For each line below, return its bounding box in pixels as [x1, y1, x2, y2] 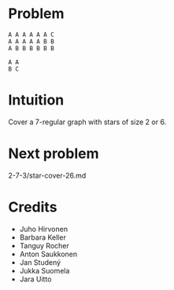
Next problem [8, 145, 99, 163]
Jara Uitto [19, 274, 52, 284]
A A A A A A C [8, 31, 55, 39]
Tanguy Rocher [19, 240, 69, 250]
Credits [8, 198, 57, 216]
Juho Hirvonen [19, 224, 68, 233]
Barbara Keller [19, 233, 67, 242]
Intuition [8, 91, 65, 109]
